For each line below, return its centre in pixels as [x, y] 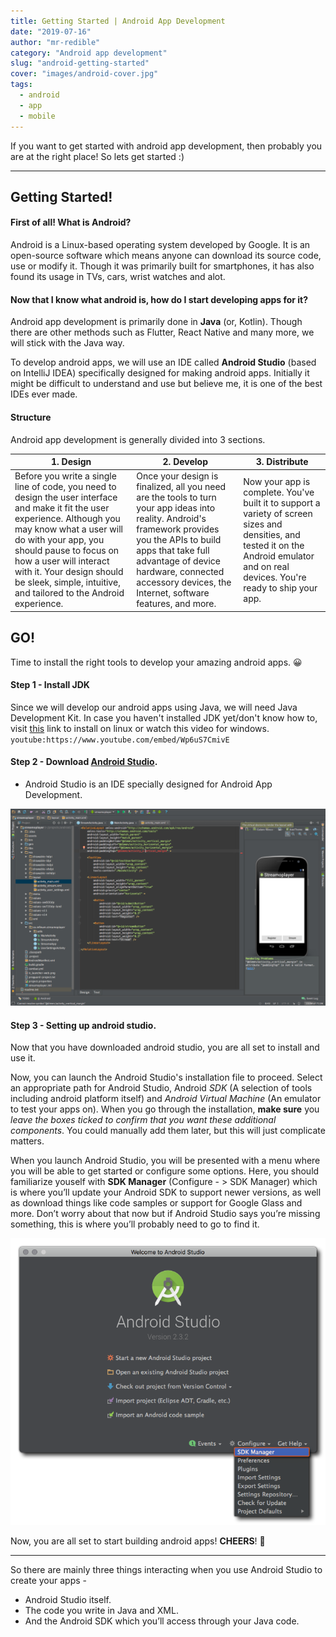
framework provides [178, 529]
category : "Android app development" [89, 53]
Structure [31, 417]
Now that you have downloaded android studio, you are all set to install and [165, 1047]
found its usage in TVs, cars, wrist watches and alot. [118, 277]
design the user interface [66, 497]
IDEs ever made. [44, 394]
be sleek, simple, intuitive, [67, 582]
